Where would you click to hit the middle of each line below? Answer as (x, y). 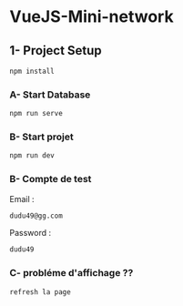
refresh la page (40, 292)
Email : (22, 199)
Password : (30, 233)
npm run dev (32, 156)
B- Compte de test (51, 179)
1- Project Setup (56, 51)
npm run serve (36, 114)
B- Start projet (42, 137)
